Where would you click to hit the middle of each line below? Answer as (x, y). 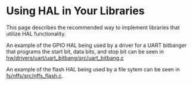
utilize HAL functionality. (36, 33)
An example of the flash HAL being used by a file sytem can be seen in (93, 69)
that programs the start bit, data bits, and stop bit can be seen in (85, 51)
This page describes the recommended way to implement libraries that (93, 27)
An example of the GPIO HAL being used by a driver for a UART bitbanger (96, 45)
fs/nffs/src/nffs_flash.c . (35, 75)
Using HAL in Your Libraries (75, 11)
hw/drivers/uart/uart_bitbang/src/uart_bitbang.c (65, 58)
